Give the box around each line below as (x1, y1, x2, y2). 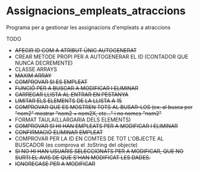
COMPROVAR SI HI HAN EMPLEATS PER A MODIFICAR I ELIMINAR (14, 122, 178, 129)
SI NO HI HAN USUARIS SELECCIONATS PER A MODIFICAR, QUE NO (14, 147, 184, 155)
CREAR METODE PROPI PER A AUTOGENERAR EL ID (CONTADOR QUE (14, 53, 189, 60)
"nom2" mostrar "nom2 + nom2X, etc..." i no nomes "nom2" (14, 110, 162, 117)
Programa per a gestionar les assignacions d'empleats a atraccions (6, 24, 171, 31)
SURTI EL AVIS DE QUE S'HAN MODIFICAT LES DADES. (14, 154, 151, 161)
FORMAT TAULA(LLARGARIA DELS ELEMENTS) (14, 116, 131, 123)
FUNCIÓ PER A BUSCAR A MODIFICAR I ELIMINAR (14, 84, 138, 91)
